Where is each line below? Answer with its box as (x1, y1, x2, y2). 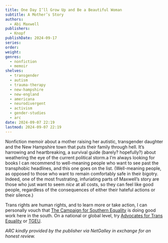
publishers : (5, 26, 30, 31)
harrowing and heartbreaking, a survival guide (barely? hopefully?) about (5, 149, 156, 155)
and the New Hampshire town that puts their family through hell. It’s (5, 144, 144, 150)
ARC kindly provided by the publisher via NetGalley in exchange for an (5, 227, 151, 233)
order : (5, 45, 19, 50)
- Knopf (10, 31, 26, 36)
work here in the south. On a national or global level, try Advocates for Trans (5, 212, 163, 218)
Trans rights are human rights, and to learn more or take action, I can (5, 202, 147, 208)
